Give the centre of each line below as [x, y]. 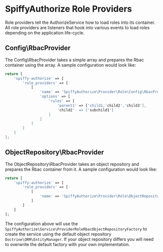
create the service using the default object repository [58, 234]
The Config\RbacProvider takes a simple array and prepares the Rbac [74, 60]
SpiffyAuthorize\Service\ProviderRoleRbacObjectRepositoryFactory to [76, 229]
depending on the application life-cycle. [45, 33]
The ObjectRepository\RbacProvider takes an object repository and [72, 164]
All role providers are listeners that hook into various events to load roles [77, 27]
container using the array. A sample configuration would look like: [71, 65]
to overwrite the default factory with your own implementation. [67, 244]
